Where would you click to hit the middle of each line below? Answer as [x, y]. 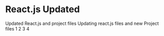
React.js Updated [43, 9]
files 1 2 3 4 [17, 28]
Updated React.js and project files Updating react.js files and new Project [82, 23]
